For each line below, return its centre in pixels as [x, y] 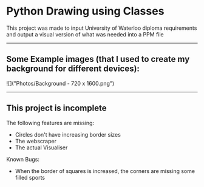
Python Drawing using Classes [85, 11]
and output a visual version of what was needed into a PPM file [85, 34]
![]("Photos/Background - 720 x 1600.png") [60, 83]
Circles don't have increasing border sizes [68, 134]
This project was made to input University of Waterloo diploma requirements [102, 28]
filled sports [30, 177]
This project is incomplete [56, 108]
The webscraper [36, 141]
